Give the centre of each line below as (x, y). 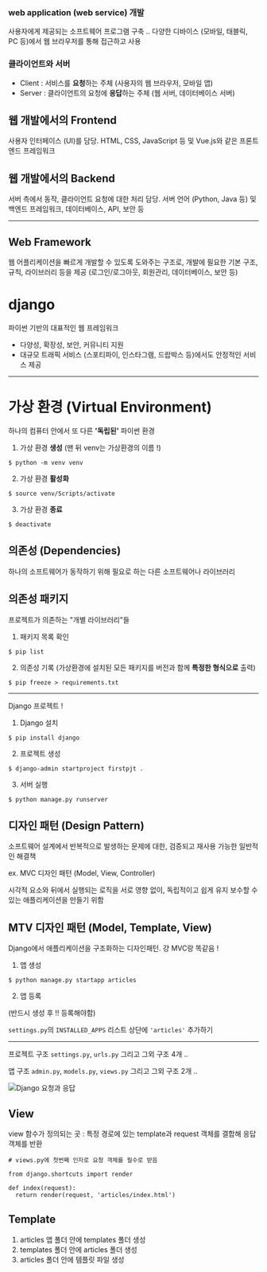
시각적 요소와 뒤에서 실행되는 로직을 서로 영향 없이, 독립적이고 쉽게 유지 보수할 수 (133, 890)
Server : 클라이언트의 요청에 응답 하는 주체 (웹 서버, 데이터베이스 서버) (128, 92)
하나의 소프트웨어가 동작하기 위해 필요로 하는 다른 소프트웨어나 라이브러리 (122, 572)
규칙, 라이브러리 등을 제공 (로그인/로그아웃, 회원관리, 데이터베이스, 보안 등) (123, 272)
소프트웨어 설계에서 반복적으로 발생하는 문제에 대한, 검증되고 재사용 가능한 (123, 846)
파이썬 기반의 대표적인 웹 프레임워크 (64, 327)
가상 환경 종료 (41, 509)
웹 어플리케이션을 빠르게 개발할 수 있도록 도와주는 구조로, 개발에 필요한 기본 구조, (133, 262)
